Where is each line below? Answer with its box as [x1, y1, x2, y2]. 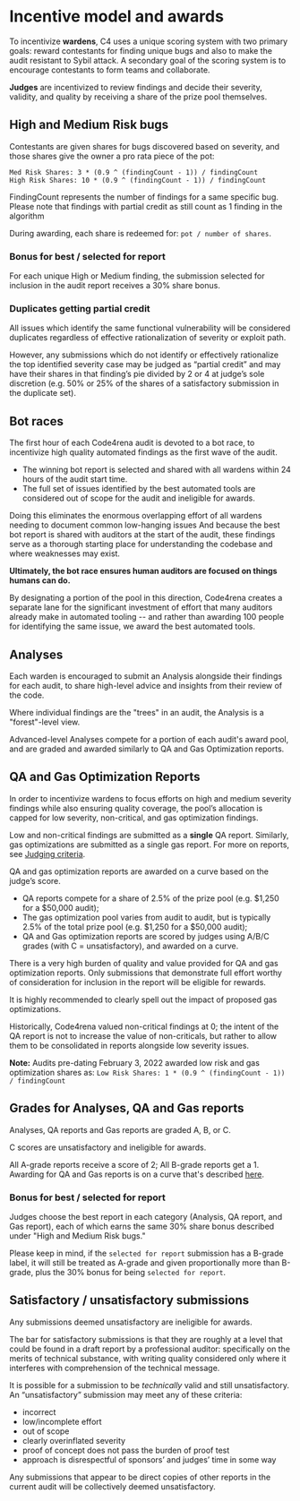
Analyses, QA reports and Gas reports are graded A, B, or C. [9, 1124, 231, 1135]
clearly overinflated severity [21, 1435, 126, 1445]
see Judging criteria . [9, 848, 86, 859]
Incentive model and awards [9, 6, 224, 27]
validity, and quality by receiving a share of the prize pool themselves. [9, 91, 268, 102]
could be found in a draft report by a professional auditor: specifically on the [9, 1343, 291, 1354]
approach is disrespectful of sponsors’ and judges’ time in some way [21, 1454, 277, 1465]
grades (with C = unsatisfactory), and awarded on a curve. [21, 940, 239, 951]
